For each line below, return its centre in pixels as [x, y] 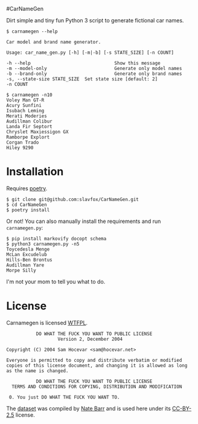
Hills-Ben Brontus [29, 260]
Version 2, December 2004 [90, 339]
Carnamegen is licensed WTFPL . [47, 323]
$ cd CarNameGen [27, 205]
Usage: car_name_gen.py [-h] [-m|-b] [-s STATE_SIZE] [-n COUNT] [90, 53]
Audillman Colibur [29, 121]
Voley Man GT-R [25, 100]
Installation [35, 172]
